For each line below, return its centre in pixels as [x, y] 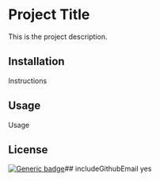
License [28, 150]
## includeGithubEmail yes [108, 169]
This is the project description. [58, 37]
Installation [36, 62]
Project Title [49, 15]
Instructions [28, 80]
